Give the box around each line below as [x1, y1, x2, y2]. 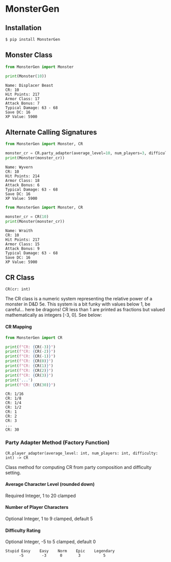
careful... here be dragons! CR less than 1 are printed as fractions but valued [5, 307, 165, 313]
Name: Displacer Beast [5, 83, 53, 88]
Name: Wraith [5, 228, 33, 233]
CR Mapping [5, 324, 32, 330]
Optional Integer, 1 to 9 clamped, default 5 [5, 516, 93, 522]
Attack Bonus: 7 [5, 101, 40, 106]
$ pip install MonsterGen [5, 37, 60, 42]
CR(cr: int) [5, 287, 31, 292]
